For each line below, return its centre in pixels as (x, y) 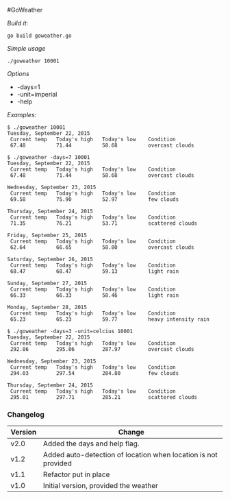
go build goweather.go (39, 36)
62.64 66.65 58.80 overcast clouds (102, 247)
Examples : (22, 115)
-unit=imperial (37, 94)
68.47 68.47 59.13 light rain (94, 271)
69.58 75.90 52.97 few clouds (94, 199)
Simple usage (26, 48)
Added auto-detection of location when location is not (130, 455)
